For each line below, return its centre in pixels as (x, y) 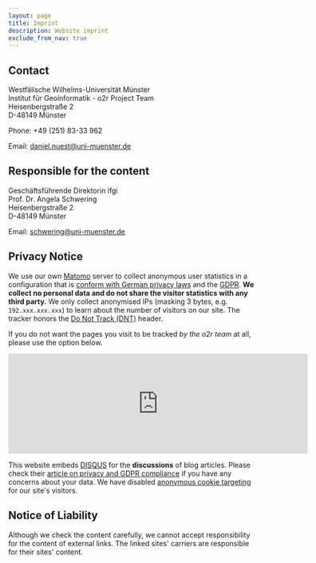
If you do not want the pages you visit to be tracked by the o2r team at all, (130, 333)
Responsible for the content (79, 172)
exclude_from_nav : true (48, 38)
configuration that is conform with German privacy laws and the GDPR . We (131, 284)
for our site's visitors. (43, 490)
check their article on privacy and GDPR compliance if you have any (120, 473)
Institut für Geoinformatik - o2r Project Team (81, 98)
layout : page (30, 16)
